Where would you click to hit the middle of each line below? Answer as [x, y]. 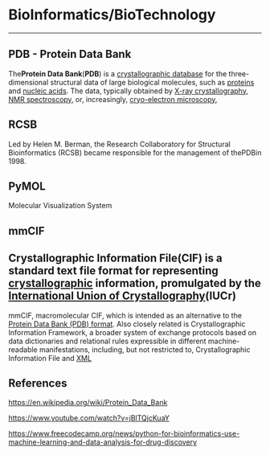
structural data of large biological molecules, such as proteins [152, 82]
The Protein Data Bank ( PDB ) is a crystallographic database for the [118, 73]
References [38, 383]
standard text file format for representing [113, 271]
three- [239, 73]
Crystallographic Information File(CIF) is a [115, 258]
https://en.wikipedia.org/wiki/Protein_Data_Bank [88, 403]
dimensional [29, 82]
